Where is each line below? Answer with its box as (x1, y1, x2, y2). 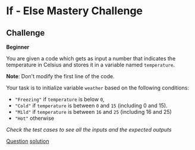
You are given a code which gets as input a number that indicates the (6, 55, 176, 62)
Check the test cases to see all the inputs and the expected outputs (6, 126, 172, 133)
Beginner (6, 43, 30, 50)
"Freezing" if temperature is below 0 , (14, 96, 105, 103)
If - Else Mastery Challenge (6, 4, 143, 18)
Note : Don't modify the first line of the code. (6, 73, 115, 79)
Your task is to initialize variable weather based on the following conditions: (6, 84, 189, 91)
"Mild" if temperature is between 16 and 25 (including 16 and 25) (14, 108, 172, 115)
